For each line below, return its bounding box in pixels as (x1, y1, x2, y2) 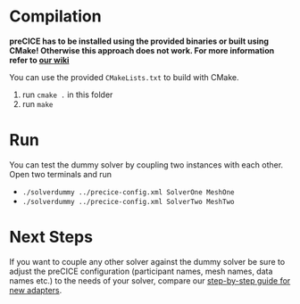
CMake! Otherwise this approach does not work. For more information (9, 45, 275, 55)
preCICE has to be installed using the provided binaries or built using (9, 36, 270, 46)
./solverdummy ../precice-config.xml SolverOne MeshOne (21, 187, 235, 197)
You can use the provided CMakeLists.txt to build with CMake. (9, 71, 239, 82)
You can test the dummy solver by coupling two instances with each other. (9, 159, 284, 170)
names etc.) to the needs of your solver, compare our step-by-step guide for (9, 275, 291, 286)
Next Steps (9, 227, 94, 247)
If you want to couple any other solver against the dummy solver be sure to (9, 256, 286, 267)
